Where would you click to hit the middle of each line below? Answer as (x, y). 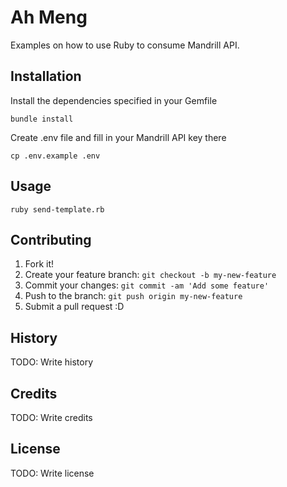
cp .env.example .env (55, 156)
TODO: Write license (52, 473)
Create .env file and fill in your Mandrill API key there (118, 137)
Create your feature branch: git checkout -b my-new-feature (150, 275)
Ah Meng (49, 17)
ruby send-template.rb (57, 209)
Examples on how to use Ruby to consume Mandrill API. (125, 45)
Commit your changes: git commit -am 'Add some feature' (147, 285)
